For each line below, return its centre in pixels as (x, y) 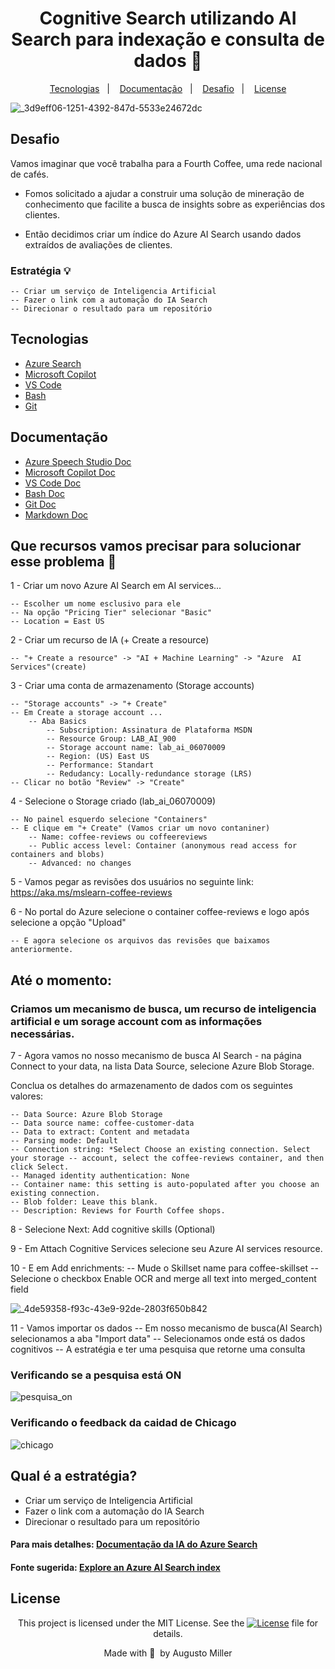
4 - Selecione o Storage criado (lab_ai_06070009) (113, 801)
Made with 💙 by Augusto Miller (168, 1653)
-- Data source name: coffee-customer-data (102, 1123)
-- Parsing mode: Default (64, 1141)
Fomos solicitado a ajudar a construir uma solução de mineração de (164, 193)
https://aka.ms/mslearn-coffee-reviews (91, 893)
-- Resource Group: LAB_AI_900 (111, 739)
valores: (27, 1096)
